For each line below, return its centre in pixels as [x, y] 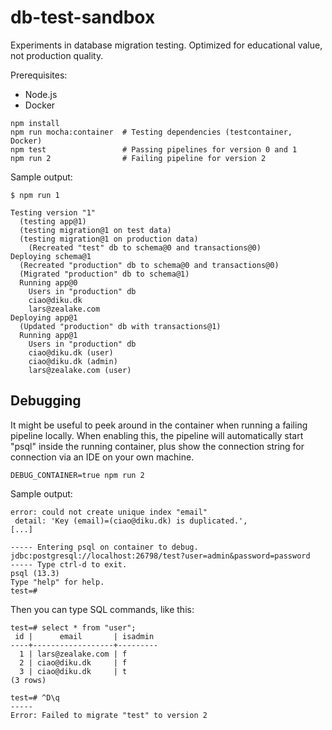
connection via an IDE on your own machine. [102, 457]
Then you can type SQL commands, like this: [102, 609]
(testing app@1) [53, 221]
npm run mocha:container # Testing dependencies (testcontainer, [151, 132]
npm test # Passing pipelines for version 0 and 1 [154, 149]
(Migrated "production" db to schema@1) [104, 274]
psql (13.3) [35, 573]
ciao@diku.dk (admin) [73, 361]
